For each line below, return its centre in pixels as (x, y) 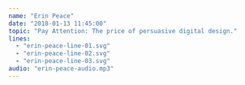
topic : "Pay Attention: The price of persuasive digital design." (123, 31)
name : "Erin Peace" (41, 16)
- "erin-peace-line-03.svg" (63, 62)
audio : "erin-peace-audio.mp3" (61, 69)
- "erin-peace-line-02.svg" (63, 53)
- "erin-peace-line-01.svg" (63, 46)
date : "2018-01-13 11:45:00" (58, 23)
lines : (19, 38)
